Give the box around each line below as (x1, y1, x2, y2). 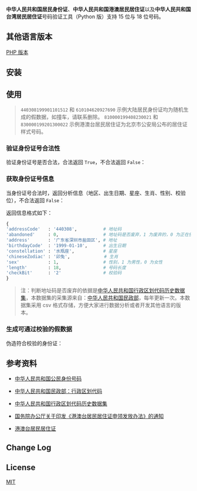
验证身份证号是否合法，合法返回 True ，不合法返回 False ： (6, 159, 146, 166)
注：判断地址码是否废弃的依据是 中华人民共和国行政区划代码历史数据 (20, 287, 185, 294)
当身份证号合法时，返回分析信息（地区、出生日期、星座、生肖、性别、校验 (6, 189, 186, 196)
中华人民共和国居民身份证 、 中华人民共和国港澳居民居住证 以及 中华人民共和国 (6, 6, 191, 12)
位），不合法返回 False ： (6, 196, 64, 203)
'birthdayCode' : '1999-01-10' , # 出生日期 (6, 243, 126, 249)
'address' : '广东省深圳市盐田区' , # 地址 (6, 238, 117, 243)
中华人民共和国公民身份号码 (14, 375, 82, 382)
